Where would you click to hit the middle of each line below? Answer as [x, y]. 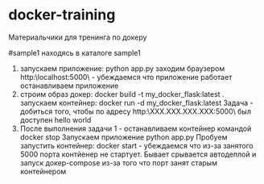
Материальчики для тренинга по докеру [78, 37]
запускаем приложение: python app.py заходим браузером [122, 68]
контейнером [43, 171]
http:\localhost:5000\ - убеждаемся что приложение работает [126, 77]
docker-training [62, 15]
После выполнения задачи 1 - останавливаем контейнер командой [136, 128]
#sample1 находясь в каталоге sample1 [74, 52]
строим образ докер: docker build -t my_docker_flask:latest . [122, 94]
